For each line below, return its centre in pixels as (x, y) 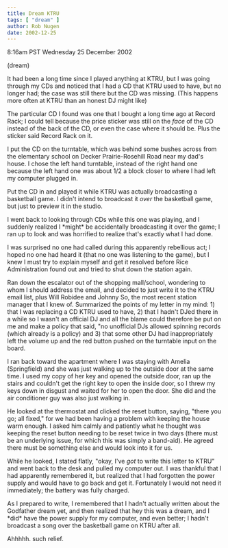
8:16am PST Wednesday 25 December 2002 (69, 52)
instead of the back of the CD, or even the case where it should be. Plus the (114, 128)
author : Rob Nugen (33, 26)
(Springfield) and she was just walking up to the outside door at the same (110, 369)
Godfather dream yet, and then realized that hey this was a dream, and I (109, 511)
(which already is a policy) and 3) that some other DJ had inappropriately (110, 334)
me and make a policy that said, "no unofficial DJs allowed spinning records (114, 326)
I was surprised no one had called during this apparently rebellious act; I (109, 247)
